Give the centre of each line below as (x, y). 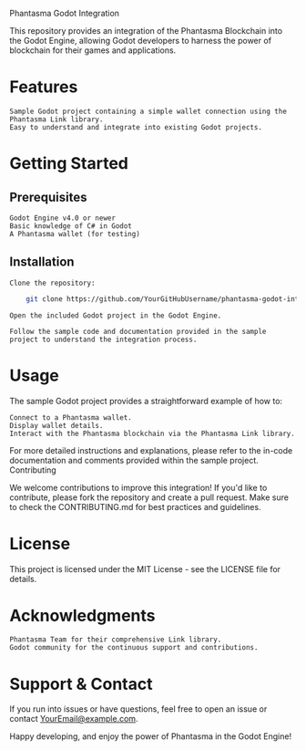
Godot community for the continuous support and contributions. (134, 648)
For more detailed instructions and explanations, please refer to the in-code (151, 450)
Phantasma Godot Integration (65, 13)
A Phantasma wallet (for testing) (75, 234)
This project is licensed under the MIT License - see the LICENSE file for (145, 568)
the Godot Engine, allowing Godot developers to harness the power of (140, 41)
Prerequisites (48, 197)
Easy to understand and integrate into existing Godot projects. (136, 127)
